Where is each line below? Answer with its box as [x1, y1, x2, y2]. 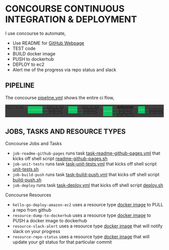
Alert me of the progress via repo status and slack [12, 66, 117, 73]
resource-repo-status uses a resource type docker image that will [12, 233, 150, 239]
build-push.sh [12, 177, 42, 183]
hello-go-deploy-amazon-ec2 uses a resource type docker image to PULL [12, 201, 163, 207]
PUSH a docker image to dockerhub [12, 217, 88, 223]
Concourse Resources [5, 192, 51, 198]
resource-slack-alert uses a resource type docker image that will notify [12, 223, 163, 229]
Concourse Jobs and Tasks [5, 140, 62, 146]
